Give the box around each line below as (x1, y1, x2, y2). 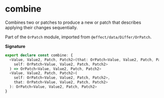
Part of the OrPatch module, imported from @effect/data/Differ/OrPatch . (5, 34, 152, 40)
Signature (5, 43, 26, 49)
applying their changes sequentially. (5, 24, 78, 30)
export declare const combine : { (5, 52, 73, 58)
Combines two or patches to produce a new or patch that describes (5, 19, 142, 25)
